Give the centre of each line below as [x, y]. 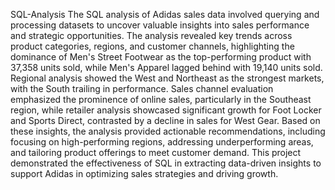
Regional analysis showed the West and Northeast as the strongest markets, [167, 78]
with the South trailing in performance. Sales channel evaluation [142, 88]
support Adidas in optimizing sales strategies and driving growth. [144, 173]
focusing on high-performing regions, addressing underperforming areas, [162, 142]
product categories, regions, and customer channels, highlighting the [152, 46]
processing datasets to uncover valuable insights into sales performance [160, 25]
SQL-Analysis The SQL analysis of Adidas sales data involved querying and [165, 14]
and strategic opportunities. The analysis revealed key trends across [151, 35]
